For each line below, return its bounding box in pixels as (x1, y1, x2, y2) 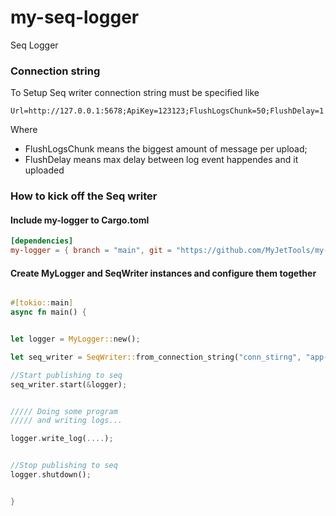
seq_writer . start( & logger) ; (10, 379, 128, 390)
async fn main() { (10, 307, 87, 318)
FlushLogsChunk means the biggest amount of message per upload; (24, 143, 308, 155)
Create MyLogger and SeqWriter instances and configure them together (10, 267, 317, 279)
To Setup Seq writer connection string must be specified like (10, 87, 260, 99)
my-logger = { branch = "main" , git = (10, 246, 172, 256)
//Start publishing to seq (10, 370, 123, 380)
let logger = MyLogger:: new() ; (10, 334, 141, 345)
